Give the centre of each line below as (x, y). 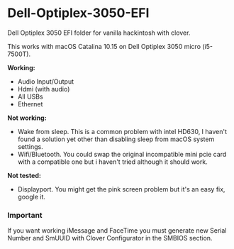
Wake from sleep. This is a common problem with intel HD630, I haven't (122, 131)
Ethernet (30, 104)
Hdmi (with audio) (44, 89)
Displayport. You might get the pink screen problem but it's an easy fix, (121, 189)
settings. (30, 146)
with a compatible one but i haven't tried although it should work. (112, 162)
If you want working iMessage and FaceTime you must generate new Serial (117, 231)
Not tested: (24, 175)
